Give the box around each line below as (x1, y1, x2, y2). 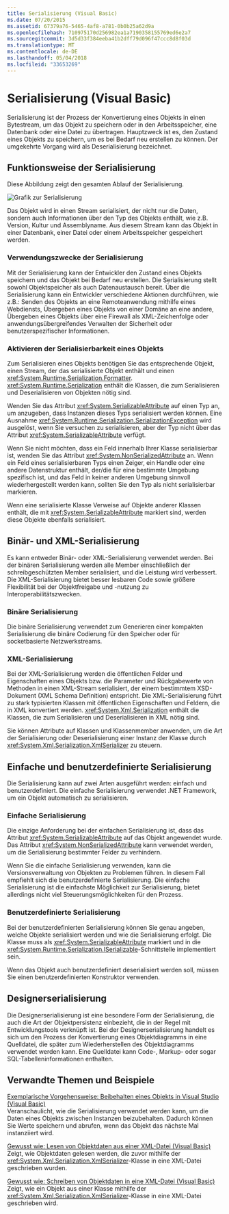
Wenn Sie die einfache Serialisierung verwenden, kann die (7, 861, 172, 870)
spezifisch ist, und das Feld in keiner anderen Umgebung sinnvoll (7, 473, 191, 481)
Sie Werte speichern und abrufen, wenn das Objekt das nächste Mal (7, 1122, 200, 1130)
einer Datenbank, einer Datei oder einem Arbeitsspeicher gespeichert (7, 229, 203, 237)
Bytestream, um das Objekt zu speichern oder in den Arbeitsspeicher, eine (7, 121, 217, 129)
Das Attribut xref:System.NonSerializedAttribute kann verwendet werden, (7, 841, 213, 849)
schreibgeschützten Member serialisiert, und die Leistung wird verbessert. (7, 568, 217, 576)
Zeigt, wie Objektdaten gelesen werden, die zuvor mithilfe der (7, 1150, 181, 1158)
